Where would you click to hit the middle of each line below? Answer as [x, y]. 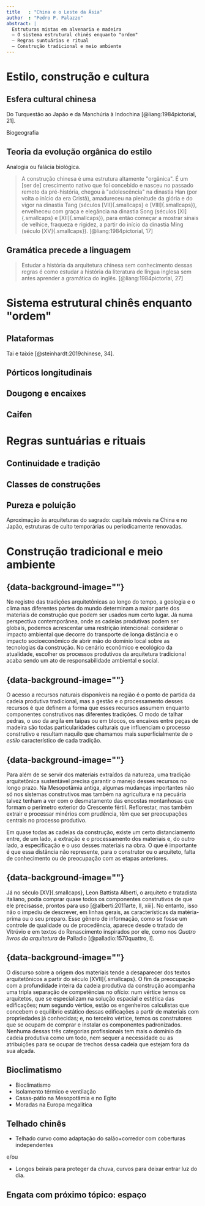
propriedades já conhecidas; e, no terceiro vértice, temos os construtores [99, 1018]
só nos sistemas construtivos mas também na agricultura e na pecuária [96, 794]
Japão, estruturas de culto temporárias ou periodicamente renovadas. [95, 527]
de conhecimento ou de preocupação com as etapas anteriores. [87, 859]
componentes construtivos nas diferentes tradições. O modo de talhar [95, 714]
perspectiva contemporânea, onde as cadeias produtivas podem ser [93, 621]
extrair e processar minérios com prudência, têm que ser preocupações [97, 814]
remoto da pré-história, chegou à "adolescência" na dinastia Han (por [109, 192]
